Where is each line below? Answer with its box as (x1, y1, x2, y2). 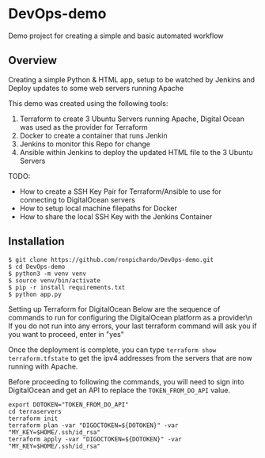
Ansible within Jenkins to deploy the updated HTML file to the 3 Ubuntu (19, 147, 253, 157)
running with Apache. (8, 361, 78, 371)
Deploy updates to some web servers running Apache (8, 83, 184, 93)
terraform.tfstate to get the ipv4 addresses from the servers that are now (8, 353, 252, 362)
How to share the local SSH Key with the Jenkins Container (19, 211, 213, 221)
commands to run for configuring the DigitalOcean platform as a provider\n (8, 312, 253, 322)
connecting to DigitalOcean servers (19, 195, 136, 204)
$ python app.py (8, 290, 62, 298)
